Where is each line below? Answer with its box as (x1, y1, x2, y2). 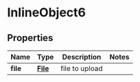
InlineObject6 (7, 5, 86, 20)
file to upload (60, 64, 103, 73)
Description (62, 53, 102, 61)
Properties (7, 32, 54, 44)
